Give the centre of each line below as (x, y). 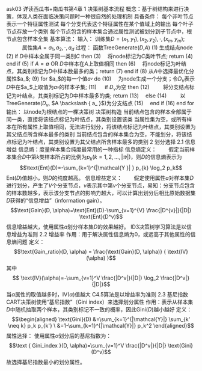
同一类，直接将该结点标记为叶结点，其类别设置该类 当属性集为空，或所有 (96, 119)
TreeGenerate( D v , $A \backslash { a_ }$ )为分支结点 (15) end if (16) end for (100, 104)
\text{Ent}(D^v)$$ (101, 216)
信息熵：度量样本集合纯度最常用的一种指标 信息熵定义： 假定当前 (104, 149)
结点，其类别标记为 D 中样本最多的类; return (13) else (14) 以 (104, 96)
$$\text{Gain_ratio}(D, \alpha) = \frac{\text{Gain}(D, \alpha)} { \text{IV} (101, 251)
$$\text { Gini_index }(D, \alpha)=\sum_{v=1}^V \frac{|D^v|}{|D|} (87, 345)
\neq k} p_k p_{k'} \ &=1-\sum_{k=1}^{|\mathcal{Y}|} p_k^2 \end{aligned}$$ (101, 325)
